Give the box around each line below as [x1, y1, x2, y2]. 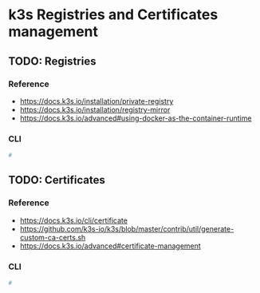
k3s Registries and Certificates [8, 6, 219, 24]
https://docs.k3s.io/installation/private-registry [19, 96, 174, 105]
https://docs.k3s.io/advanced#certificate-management [19, 241, 201, 251]
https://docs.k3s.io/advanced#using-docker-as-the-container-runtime [19, 113, 252, 123]
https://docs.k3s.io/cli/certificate [19, 216, 128, 225]
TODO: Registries [8, 54, 97, 68]
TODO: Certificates [8, 173, 105, 187]
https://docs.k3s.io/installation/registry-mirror [19, 105, 171, 114]
